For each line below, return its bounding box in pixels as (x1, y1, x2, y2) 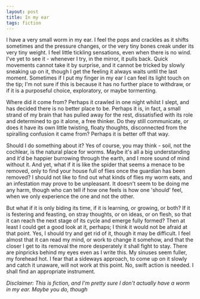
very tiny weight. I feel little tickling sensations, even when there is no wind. (6, 49, 192, 56)
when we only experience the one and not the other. (6, 193, 135, 200)
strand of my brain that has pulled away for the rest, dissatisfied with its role (6, 111, 193, 118)
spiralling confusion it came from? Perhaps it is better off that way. (6, 130, 170, 138)
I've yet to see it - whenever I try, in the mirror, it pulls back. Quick (6, 55, 168, 63)
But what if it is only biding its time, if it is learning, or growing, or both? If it (6, 205, 190, 212)
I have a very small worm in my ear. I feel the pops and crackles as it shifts (6, 36, 189, 44)
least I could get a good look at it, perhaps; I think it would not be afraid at (6, 224, 188, 231)
